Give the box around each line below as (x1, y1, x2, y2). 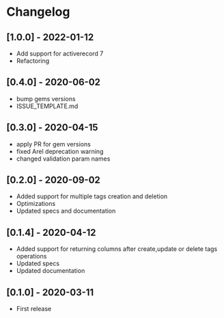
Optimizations (16, 200, 56, 208)
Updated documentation (16, 267, 85, 275)
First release (16, 305, 52, 313)
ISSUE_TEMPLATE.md (16, 102, 79, 110)
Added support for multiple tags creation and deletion (16, 192, 168, 200)
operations (16, 252, 47, 261)
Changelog (6, 4, 70, 20)
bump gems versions (16, 94, 76, 103)
